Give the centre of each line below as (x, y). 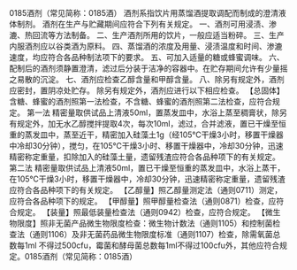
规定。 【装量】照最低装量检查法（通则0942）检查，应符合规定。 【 (141, 212)
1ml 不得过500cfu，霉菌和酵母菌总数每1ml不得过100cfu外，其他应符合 (152, 245)
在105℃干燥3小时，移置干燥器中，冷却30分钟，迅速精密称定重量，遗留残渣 (147, 179)
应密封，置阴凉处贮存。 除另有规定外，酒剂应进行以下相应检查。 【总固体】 (147, 90)
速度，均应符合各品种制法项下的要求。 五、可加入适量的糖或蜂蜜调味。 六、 (147, 57)
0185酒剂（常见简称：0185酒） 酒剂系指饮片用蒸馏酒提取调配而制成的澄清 (144, 13)
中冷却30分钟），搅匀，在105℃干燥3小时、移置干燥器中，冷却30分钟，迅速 (146, 146)
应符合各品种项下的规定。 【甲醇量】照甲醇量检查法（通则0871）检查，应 (143, 201)
